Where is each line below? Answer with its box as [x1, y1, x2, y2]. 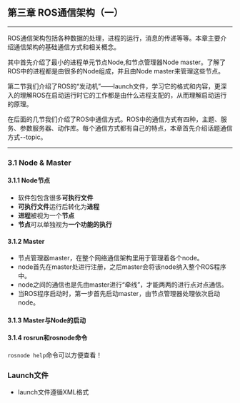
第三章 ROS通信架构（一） [7, 6, 124, 19]
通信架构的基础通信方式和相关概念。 [13, 42, 120, 51]
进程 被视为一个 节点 [17, 211, 75, 220]
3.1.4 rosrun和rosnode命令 [7, 334, 88, 342]
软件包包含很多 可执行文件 [17, 193, 94, 202]
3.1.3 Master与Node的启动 [7, 316, 86, 325]
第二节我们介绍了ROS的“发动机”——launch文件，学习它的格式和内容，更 [7, 81, 221, 91]
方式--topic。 [7, 133, 47, 141]
